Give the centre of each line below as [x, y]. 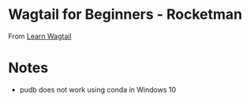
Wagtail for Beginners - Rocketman [125, 15]
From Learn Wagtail [40, 36]
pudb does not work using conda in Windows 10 [98, 89]
